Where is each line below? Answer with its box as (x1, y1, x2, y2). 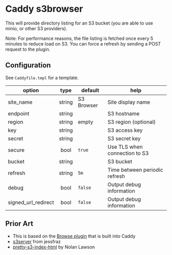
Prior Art (5, 219, 33, 228)
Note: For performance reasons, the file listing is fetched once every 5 (5, 35, 154, 41)
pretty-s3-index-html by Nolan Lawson (12, 244, 95, 250)
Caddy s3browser (5, 3, 83, 15)
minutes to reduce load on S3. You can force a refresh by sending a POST (5, 40, 161, 47)
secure (8, 146, 25, 153)
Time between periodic (107, 166, 163, 173)
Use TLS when (107, 143, 143, 150)
